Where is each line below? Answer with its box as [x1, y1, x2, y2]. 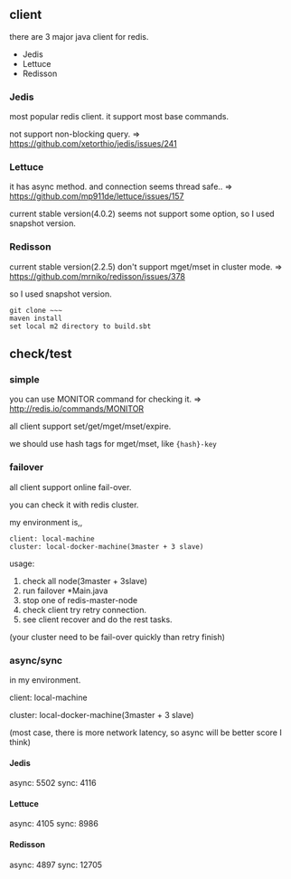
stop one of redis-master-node [22, 594, 138, 605]
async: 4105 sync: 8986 [9, 818, 99, 829]
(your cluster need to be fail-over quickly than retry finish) [9, 631, 226, 642]
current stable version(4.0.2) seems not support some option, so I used [9, 208, 275, 220]
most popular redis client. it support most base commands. [9, 111, 229, 122]
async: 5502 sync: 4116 [9, 778, 97, 789]
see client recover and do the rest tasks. [22, 614, 174, 625]
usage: [9, 558, 35, 569]
